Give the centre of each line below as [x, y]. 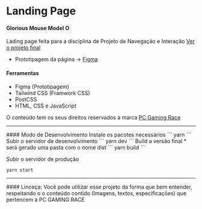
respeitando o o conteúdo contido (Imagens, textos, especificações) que [96, 193]
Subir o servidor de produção [43, 159]
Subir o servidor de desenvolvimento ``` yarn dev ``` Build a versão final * [96, 141]
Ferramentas [23, 73]
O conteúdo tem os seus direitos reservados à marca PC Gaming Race [93, 117]
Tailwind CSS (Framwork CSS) [52, 93]
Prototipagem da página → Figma [56, 59]
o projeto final [23, 48]
